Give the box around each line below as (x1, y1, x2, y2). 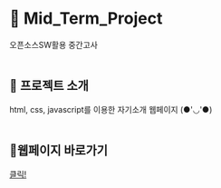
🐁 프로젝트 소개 (9, 78, 89, 94)
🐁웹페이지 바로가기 (9, 143, 109, 158)
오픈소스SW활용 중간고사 (9, 39, 98, 50)
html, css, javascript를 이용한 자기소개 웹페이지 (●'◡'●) (9, 104, 213, 114)
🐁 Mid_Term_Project (9, 8, 163, 29)
